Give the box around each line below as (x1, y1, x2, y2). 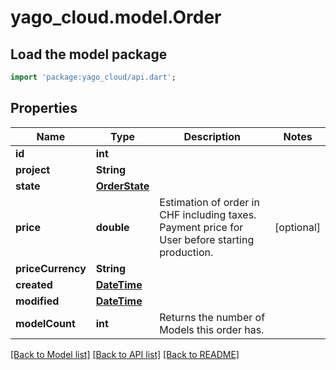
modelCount (15, 316, 76, 330)
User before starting (159, 232, 255, 246)
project (15, 162, 51, 176)
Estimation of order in (159, 195, 260, 209)
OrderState (95, 179, 150, 193)
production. (159, 245, 214, 259)
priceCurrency (15, 261, 87, 275)
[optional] (274, 220, 321, 234)
